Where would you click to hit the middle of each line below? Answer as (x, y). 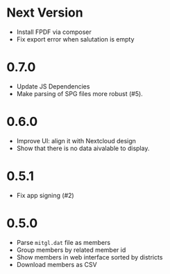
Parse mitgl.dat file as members (63, 242)
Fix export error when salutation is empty (75, 39)
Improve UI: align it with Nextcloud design (76, 140)
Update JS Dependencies (53, 86)
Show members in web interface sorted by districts (90, 257)
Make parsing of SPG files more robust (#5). (79, 93)
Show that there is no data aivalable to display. (83, 148)
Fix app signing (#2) (45, 195)
